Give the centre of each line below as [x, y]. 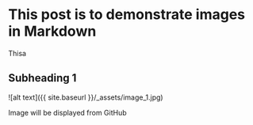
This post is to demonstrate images [127, 15]
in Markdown [52, 31]
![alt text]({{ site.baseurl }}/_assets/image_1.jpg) [86, 97]
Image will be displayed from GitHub [67, 112]
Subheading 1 [42, 78]
